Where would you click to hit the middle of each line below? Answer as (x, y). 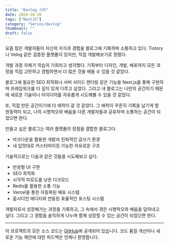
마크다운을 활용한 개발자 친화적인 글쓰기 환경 (56, 139)
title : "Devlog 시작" (27, 10)
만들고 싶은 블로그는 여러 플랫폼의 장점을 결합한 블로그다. (61, 129)
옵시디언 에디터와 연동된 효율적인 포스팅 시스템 (58, 198)
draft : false (19, 33)
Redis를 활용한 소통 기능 (36, 186)
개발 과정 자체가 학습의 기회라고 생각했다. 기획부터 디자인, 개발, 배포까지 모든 (80, 65)
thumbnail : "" (20, 29)
